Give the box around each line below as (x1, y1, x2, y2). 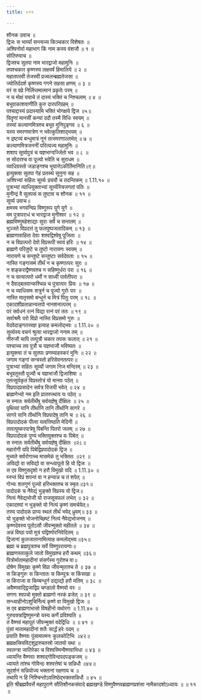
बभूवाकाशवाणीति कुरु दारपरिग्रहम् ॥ (6, 100, 74, 107)
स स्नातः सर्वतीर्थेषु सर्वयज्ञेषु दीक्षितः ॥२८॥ (6, 438, 87, 446)
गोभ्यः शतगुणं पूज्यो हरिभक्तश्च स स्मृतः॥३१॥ (6, 480, 93, 488)
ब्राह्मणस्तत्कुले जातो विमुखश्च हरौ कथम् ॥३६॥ (6, 549, 96, 556)
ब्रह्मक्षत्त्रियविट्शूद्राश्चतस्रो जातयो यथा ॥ (6, 639, 81, 647)
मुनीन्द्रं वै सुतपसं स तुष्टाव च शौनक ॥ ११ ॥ (6, 190, 91, 197)
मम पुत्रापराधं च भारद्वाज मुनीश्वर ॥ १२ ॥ (6, 211, 85, 218)
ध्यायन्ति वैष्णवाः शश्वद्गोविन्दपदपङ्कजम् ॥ (6, 653, 88, 660)
